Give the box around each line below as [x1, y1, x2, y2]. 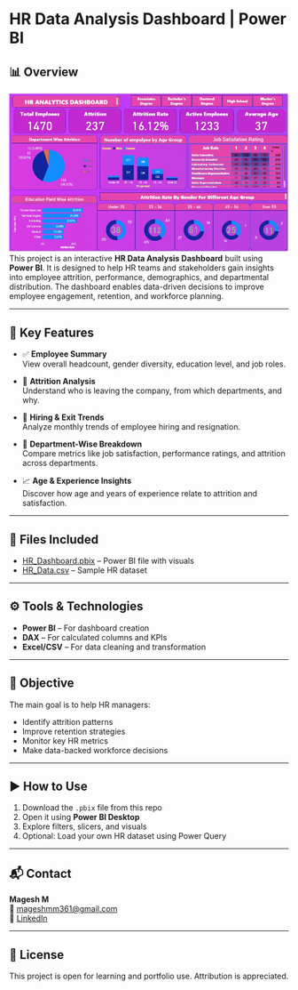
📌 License [9, 947, 65, 962]
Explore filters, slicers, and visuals [21, 821, 147, 832]
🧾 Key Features [9, 325, 95, 340]
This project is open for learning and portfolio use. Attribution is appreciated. [9, 970, 289, 982]
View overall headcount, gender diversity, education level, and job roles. [21, 358, 286, 369]
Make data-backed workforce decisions [21, 745, 169, 755]
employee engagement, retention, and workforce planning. [9, 291, 224, 302]
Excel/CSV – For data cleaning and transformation [21, 641, 207, 652]
